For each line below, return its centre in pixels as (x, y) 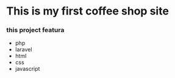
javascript (27, 69)
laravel (23, 50)
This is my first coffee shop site (88, 11)
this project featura (35, 30)
